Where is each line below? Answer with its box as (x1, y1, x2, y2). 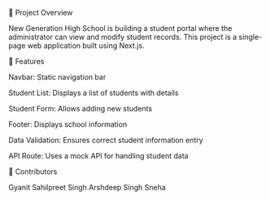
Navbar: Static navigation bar (8, 72, 107, 81)
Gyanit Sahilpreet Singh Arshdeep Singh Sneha (8, 183, 167, 192)
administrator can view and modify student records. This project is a (8, 33, 237, 41)
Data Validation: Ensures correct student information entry (8, 135, 203, 145)
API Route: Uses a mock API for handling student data (8, 151, 189, 160)
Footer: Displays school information (8, 120, 128, 129)
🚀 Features (8, 57, 45, 66)
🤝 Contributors (8, 167, 58, 176)
